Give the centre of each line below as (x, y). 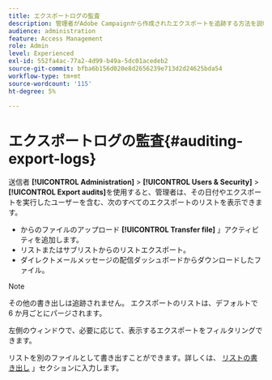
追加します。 (62, 240)
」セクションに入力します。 (77, 368)
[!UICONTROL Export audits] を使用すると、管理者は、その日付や (117, 192)
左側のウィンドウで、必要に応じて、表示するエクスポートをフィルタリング (132, 331)
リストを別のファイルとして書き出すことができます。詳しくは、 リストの (130, 358)
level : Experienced (41, 53)
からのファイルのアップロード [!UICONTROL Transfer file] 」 (122, 230)
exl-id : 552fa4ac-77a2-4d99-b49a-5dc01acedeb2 (88, 62)
